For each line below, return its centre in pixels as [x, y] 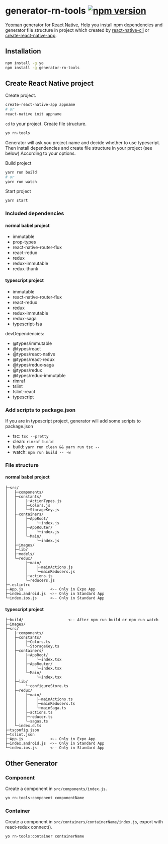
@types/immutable [32, 343]
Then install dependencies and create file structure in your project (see [79, 148]
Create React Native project [50, 83]
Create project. [21, 95]
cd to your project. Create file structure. [46, 124]
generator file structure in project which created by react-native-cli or [77, 30]
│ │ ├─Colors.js [28, 506]
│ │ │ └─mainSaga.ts [36, 708]
